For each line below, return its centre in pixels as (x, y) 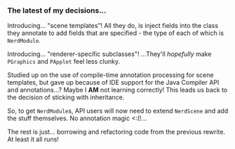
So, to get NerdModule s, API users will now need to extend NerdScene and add (118, 111)
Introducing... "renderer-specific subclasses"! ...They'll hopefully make (109, 54)
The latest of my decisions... (57, 10)
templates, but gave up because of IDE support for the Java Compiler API (113, 83)
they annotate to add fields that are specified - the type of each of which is (116, 33)
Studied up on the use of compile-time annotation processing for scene (110, 75)
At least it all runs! (33, 139)
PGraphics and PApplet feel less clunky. (64, 62)
